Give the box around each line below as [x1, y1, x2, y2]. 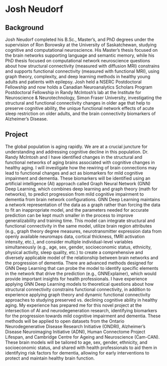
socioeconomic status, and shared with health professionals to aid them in [5, 345, 158, 351]
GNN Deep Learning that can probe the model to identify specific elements [5, 265, 159, 271]
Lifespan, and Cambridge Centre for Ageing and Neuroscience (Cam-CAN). [5, 334, 160, 340]
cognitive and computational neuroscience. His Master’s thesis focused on [5, 47, 158, 53]
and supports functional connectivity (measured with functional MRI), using [5, 68, 160, 74]
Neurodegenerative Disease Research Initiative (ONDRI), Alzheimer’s [5, 323, 146, 329]
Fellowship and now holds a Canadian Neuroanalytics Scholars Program [5, 84, 153, 90]
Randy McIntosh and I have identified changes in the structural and [5, 154, 143, 160]
